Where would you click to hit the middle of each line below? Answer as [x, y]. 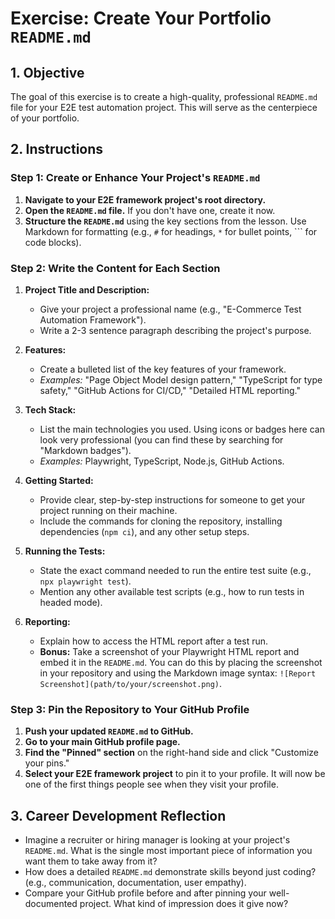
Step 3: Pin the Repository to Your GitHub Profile [130, 709]
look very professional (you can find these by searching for [161, 439]
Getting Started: [59, 480]
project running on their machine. [108, 510]
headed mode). [71, 602]
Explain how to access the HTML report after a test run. [154, 641]
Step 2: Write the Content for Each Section [115, 268]
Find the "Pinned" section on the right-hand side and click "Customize [171, 753]
